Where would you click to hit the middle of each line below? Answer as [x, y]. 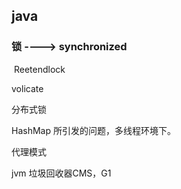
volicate [27, 88]
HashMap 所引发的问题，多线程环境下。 [93, 130]
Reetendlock [39, 69]
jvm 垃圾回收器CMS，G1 [61, 173]
